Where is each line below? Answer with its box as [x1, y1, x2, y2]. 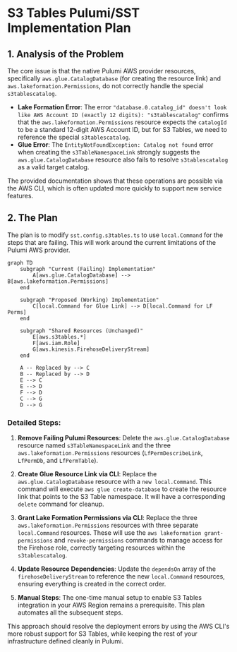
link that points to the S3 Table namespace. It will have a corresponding [17, 493, 226, 501]
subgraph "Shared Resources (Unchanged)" [20, 327, 143, 334]
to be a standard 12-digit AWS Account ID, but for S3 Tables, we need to [17, 126, 228, 133]
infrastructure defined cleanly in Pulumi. [7, 637, 123, 646]
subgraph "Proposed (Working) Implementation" [20, 296, 159, 303]
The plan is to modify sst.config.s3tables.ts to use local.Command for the [7, 231, 224, 239]
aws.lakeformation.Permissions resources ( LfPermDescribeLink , [17, 449, 203, 457]
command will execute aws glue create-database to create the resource [17, 485, 227, 493]
